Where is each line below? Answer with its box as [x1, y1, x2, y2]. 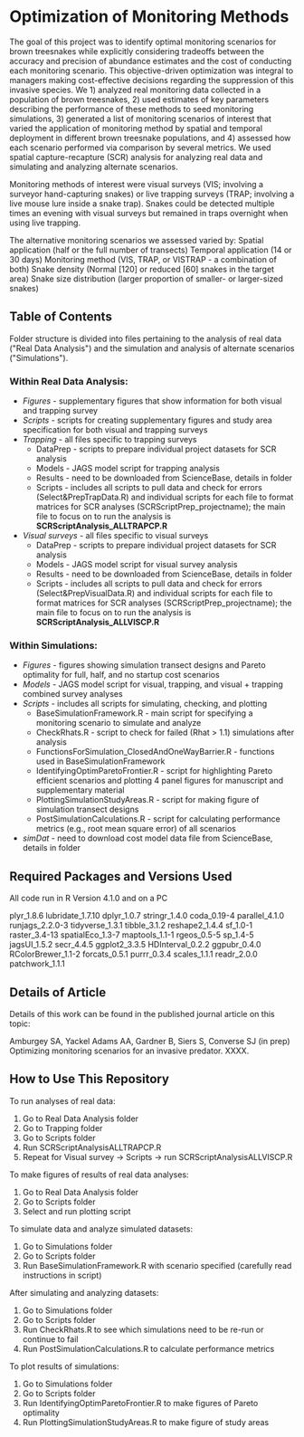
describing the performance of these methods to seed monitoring [9, 103, 254, 114]
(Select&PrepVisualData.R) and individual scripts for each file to [35, 588, 273, 599]
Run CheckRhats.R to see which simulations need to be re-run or [22, 1324, 264, 1335]
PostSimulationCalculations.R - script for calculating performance [35, 814, 280, 824]
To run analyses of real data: [9, 1095, 116, 1106]
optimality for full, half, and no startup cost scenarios [22, 670, 220, 680]
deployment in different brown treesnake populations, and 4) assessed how [9, 132, 291, 143]
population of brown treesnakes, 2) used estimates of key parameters [9, 93, 270, 105]
